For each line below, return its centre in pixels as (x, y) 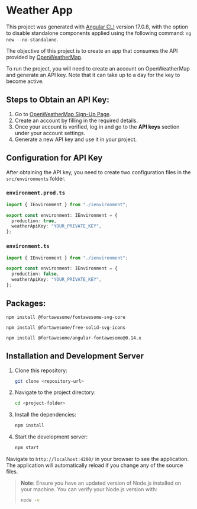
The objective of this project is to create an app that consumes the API (92, 50)
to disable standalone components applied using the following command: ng (98, 33)
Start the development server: (51, 437)
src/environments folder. (36, 178)
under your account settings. (50, 133)
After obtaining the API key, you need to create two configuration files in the (98, 172)
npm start (27, 448)
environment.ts (28, 246)
